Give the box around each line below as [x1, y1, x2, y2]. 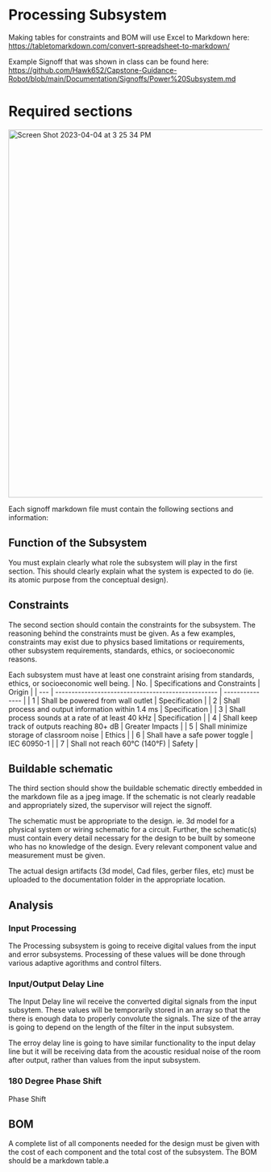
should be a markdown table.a [8, 1156, 109, 1166]
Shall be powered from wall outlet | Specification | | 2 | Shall [41, 696, 240, 705]
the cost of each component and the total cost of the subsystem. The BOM [8, 1147, 257, 1157]
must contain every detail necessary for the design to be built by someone [8, 833, 256, 843]
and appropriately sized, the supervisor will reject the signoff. [8, 801, 212, 810]
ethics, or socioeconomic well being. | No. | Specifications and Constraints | [8, 678, 261, 688]
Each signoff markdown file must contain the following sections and [8, 504, 234, 514]
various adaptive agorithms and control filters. [8, 958, 162, 967]
